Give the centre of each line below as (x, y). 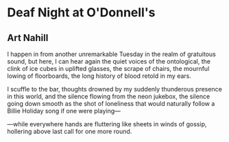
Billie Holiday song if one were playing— (64, 111)
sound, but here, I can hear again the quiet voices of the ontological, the (109, 61)
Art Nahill (28, 38)
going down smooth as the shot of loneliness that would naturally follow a (111, 103)
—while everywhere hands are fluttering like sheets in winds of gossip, (107, 124)
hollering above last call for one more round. (70, 131)
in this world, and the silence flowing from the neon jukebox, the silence (109, 96)
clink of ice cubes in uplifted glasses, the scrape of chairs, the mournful (108, 69)
